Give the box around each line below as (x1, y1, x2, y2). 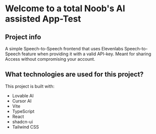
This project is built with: (5, 83, 55, 89)
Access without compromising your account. (5, 56, 95, 62)
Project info (5, 33, 42, 41)
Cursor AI (12, 98, 32, 104)
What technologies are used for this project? (5, 70, 144, 79)
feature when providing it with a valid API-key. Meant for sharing (22, 51, 152, 57)
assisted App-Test (5, 13, 82, 24)
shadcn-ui (12, 118, 33, 125)
